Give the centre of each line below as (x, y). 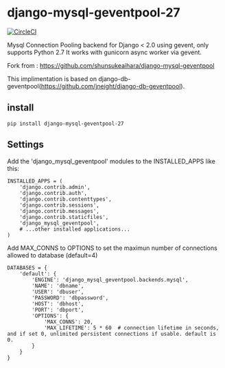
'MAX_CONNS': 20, (69, 322)
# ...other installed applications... (75, 229)
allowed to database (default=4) (52, 255)
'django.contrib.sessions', (59, 205)
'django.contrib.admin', (55, 187)
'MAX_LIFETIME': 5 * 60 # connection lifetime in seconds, (131, 327)
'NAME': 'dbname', (58, 286)
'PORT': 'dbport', (58, 310)
